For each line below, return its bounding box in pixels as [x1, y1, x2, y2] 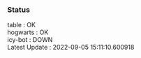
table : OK [7, 21, 36, 29]
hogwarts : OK [7, 28, 49, 36]
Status [7, 5, 30, 15]
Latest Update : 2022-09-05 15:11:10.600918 [7, 43, 135, 52]
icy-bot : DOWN [7, 36, 53, 44]
